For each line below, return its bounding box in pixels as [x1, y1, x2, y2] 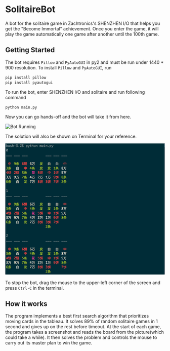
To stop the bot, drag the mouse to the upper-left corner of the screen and [5, 280, 161, 286]
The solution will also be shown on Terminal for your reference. [5, 133, 137, 139]
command [5, 94, 26, 100]
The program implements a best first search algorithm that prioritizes [5, 313, 149, 319]
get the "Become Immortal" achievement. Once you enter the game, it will [5, 25, 159, 31]
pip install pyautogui [5, 80, 53, 85]
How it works [5, 299, 48, 308]
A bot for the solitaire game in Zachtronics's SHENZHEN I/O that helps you [5, 20, 160, 26]
